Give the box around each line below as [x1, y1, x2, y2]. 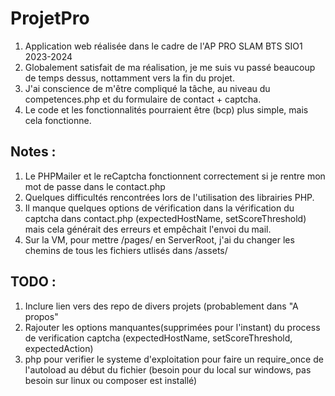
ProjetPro [10, 7, 90, 30]
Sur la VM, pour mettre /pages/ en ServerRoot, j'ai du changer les [24, 233, 295, 246]
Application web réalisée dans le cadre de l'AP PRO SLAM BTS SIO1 [24, 40, 303, 52]
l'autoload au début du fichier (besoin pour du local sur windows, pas [24, 363, 312, 376]
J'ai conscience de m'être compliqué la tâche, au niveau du [24, 82, 271, 94]
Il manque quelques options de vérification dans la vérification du [24, 202, 295, 214]
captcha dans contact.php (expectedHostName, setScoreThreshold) [24, 212, 307, 224]
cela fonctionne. [24, 114, 92, 126]
